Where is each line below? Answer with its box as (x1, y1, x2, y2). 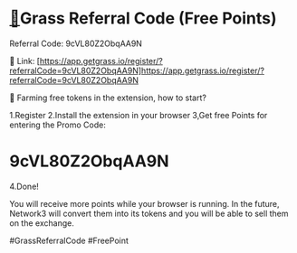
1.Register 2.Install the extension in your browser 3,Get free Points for (9, 109, 268, 120)
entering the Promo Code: (9, 119, 106, 130)
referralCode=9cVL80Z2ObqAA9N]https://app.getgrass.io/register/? (9, 65, 265, 76)
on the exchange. (9, 217, 74, 229)
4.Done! (9, 181, 39, 192)
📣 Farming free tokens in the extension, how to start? (9, 92, 206, 103)
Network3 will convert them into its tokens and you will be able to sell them (9, 208, 289, 219)
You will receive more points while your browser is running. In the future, (9, 198, 280, 209)
